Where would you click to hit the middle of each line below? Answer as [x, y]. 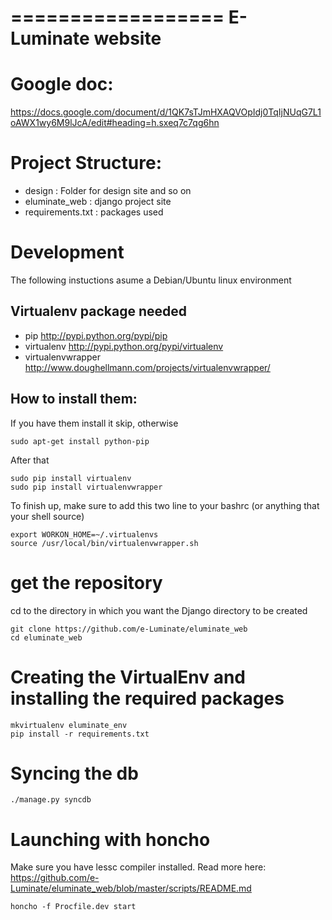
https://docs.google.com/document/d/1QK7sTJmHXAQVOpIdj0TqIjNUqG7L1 [166, 112]
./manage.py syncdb [51, 800]
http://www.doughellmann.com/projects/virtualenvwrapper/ [147, 367]
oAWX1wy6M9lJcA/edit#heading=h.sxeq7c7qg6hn [115, 123]
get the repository [86, 582]
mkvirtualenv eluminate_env [69, 725]
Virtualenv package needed [98, 311]
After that [30, 460]
